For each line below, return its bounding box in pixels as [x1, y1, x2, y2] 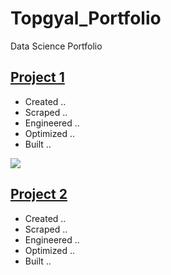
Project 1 [10, 69, 65, 86]
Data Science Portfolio [10, 40, 103, 52]
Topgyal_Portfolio [10, 7, 162, 30]
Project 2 [10, 186, 68, 203]
